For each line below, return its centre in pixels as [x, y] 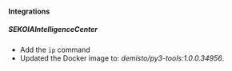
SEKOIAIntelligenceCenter [53, 30]
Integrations [29, 11]
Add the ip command [55, 49]
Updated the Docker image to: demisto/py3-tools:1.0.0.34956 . [122, 58]
